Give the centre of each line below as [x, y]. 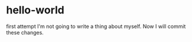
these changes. [25, 32]
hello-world [35, 10]
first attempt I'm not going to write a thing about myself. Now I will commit [96, 26]
